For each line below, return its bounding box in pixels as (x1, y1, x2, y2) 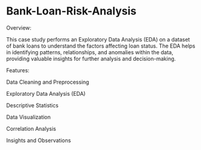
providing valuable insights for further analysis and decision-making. (6, 55, 176, 62)
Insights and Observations (6, 137, 71, 144)
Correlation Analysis (6, 125, 56, 132)
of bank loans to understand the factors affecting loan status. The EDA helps (6, 42, 196, 49)
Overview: (6, 24, 32, 31)
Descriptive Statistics (6, 101, 59, 109)
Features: (6, 66, 30, 73)
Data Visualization (6, 113, 51, 120)
